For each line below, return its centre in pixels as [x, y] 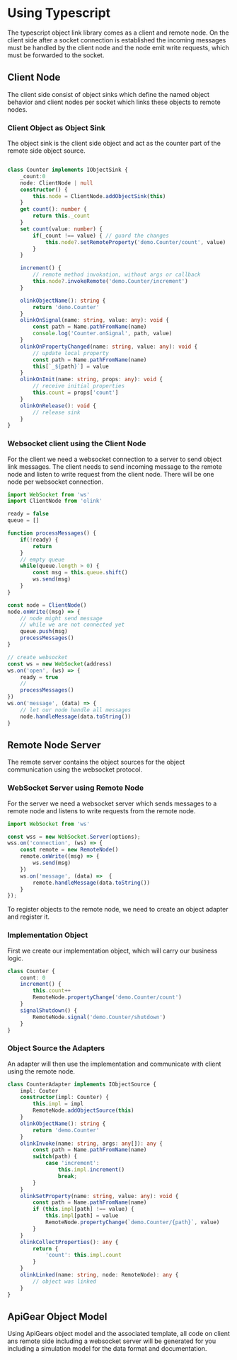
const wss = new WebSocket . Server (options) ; [74, 837]
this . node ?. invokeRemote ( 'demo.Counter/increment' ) [111, 281]
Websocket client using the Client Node [77, 443]
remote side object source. [47, 151]
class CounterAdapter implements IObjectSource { [82, 1084]
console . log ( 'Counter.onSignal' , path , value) [103, 334]
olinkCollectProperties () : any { [69, 1242]
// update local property [71, 353]
